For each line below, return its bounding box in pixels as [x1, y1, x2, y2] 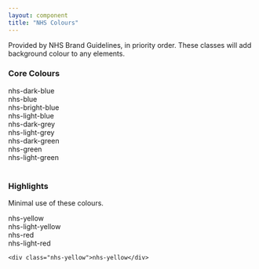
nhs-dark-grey [8, 119, 56, 129]
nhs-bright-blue [8, 103, 60, 112]
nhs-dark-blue [8, 85, 55, 95]
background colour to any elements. [8, 49, 126, 58]
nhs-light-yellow [8, 222, 61, 231]
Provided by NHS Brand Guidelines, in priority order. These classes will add [8, 40, 252, 49]
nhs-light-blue [8, 111, 55, 120]
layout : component [8, 11, 68, 20]
